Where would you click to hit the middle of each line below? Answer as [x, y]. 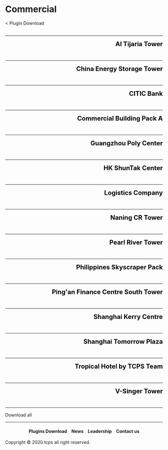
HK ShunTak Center [133, 168]
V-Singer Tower [139, 391]
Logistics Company [133, 193]
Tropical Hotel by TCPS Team [119, 366]
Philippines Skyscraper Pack [119, 267]
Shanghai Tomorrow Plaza [123, 342]
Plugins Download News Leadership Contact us [84, 431]
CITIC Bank [146, 93]
